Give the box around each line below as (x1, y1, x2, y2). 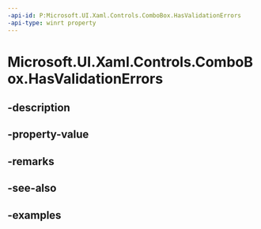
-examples (7, 208, 62, 222)
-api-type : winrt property (7, 19, 96, 27)
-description (7, 101, 70, 114)
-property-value (7, 128, 89, 141)
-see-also (7, 182, 57, 195)
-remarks (7, 155, 55, 168)
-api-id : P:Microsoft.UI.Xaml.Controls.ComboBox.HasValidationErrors (7, 11, 242, 20)
